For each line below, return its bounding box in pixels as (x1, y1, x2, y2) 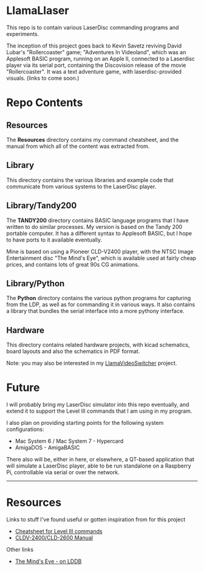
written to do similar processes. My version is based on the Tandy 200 (6, 223, 183, 230)
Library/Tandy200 (6, 200, 77, 211)
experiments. (6, 30, 39, 37)
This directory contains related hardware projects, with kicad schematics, (6, 342, 190, 349)
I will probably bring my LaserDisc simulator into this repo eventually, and (6, 401, 189, 408)
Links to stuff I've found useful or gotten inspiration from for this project (6, 516, 186, 524)
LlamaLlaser (6, 4, 69, 18)
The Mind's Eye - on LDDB (15, 558, 82, 565)
